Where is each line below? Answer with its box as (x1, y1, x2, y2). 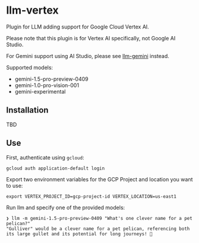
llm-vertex (6, 4, 59, 17)
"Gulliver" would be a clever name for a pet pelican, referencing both (6, 226, 190, 232)
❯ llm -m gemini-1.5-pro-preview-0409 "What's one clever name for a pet (6, 215, 193, 221)
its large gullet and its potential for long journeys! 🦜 (6, 231, 153, 237)
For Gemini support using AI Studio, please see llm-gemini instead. (6, 52, 169, 59)
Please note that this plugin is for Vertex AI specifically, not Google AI (6, 34, 176, 41)
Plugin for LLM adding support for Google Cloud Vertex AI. (6, 23, 150, 30)
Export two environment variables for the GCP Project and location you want (6, 175, 193, 183)
